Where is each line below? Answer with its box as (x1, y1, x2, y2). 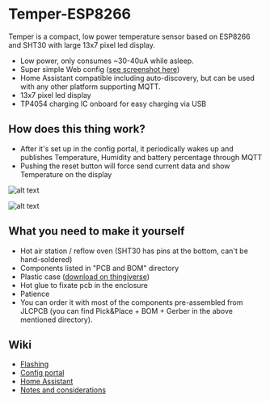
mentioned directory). (19, 315, 93, 324)
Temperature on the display (19, 169, 112, 179)
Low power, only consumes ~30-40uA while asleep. (19, 56, 194, 66)
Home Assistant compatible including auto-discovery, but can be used (19, 73, 255, 83)
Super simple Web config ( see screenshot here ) (19, 64, 180, 74)
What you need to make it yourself (8, 224, 185, 239)
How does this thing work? (8, 122, 146, 136)
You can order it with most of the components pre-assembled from (19, 297, 243, 307)
